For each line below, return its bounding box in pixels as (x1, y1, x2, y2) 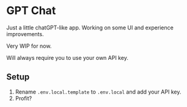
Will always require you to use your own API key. (6, 54, 128, 61)
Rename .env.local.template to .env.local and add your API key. (15, 88, 182, 95)
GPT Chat (6, 4, 56, 18)
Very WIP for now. (6, 42, 52, 50)
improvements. (6, 30, 44, 37)
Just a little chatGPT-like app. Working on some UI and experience (6, 24, 174, 31)
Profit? (15, 94, 32, 101)
